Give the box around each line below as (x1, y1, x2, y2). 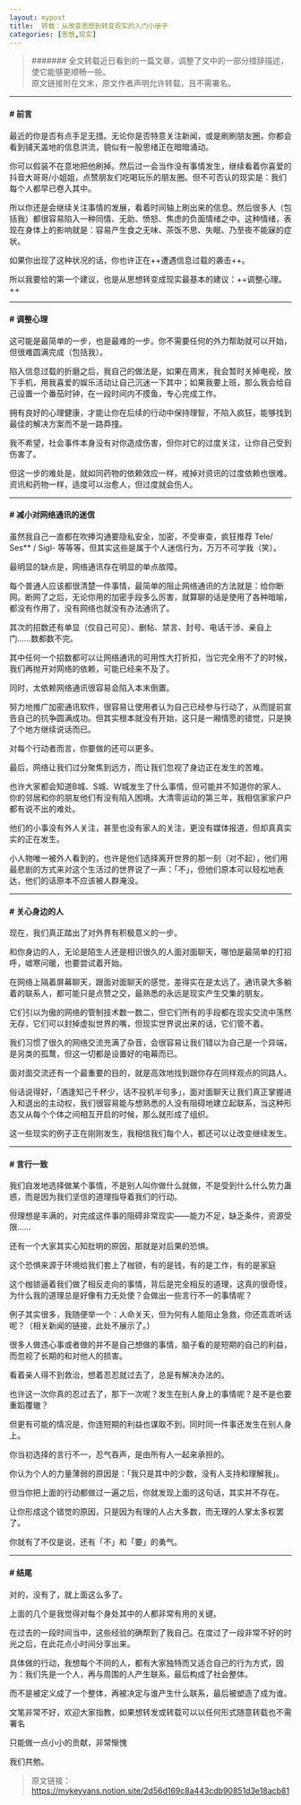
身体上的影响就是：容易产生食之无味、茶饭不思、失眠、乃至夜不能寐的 (24, 224, 284, 235)
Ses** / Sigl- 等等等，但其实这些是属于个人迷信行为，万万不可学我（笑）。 (9, 542, 282, 552)
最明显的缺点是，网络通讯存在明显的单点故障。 (9, 561, 182, 572)
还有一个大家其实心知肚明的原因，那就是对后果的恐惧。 (9, 1241, 213, 1252)
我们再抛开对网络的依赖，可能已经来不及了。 (9, 663, 175, 673)
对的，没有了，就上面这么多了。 (9, 1589, 127, 1600)
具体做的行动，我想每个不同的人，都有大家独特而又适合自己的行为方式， (9, 1657, 276, 1668)
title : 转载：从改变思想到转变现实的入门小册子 (9, 22, 168, 30)
